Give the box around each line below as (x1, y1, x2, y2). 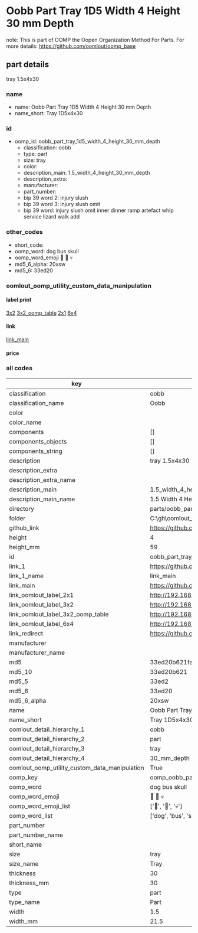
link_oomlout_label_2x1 (9, 591, 74, 599)
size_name (9, 859, 39, 867)
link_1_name (9, 572, 44, 580)
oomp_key (9, 773, 38, 781)
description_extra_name (9, 475, 75, 484)
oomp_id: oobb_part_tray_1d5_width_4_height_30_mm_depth (14, 138, 160, 145)
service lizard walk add (23, 213, 80, 220)
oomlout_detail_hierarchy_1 (9, 725, 85, 733)
